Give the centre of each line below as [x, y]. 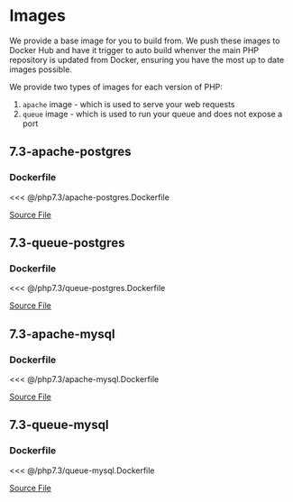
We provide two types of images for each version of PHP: [116, 87]
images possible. [41, 69]
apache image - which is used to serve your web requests [128, 104]
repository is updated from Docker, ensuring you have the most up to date [147, 59]
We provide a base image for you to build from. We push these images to [145, 41]
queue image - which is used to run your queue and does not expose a [152, 114]
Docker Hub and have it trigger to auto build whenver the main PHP [134, 50]
